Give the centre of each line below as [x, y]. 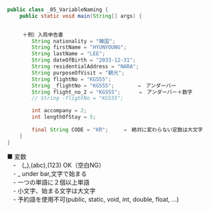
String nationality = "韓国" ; [74, 41]
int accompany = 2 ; [60, 111]
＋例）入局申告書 [43, 35]
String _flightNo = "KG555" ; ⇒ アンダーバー [104, 86]
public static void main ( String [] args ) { [81, 16]
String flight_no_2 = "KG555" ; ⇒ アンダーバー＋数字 [112, 92]
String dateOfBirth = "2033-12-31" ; [84, 60]
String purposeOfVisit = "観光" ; [78, 73]
